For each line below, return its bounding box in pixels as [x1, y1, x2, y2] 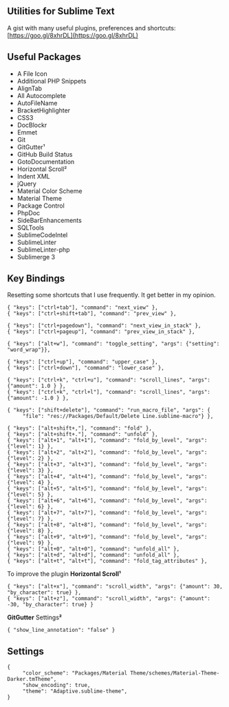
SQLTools [17, 223, 45, 232]
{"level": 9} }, [7, 539, 54, 547]
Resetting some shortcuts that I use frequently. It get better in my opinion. [7, 291, 216, 299]
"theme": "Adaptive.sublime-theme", [22, 688, 128, 695]
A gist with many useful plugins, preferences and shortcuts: [7, 23, 177, 32]
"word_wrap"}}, [7, 346, 51, 354]
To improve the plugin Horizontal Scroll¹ [7, 570, 122, 578]
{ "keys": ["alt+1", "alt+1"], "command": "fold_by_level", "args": [7, 437, 208, 444]
